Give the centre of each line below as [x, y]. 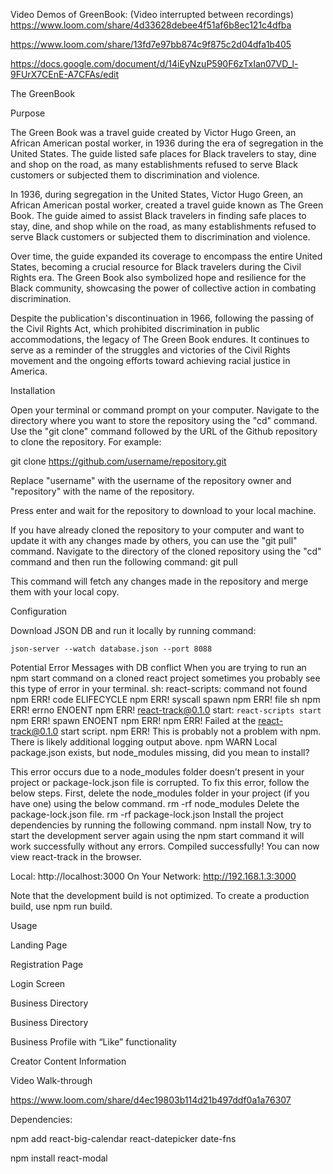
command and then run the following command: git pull [124, 562]
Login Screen [38, 983]
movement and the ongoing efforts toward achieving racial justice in [150, 360]
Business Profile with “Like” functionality [93, 1042]
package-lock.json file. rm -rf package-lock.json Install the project [147, 814]
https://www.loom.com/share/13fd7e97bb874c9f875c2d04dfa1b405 [151, 44]
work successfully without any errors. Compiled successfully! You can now [165, 846]
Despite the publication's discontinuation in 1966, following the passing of [162, 318]
